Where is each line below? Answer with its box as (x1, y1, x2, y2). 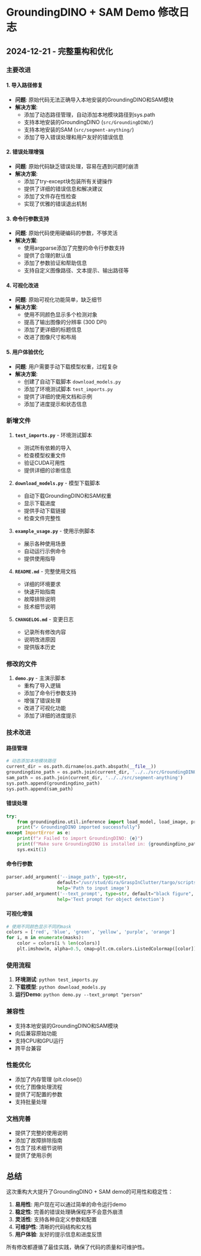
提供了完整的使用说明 (14, 1130, 68, 1137)
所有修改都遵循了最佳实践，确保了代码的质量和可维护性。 (6, 1243, 148, 1251)
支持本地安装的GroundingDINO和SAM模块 (14, 1022, 118, 1029)
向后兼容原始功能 (14, 1030, 57, 1037)
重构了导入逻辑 (23, 682, 61, 689)
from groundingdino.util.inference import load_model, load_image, (17, 819, 188, 825)
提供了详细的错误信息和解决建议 (23, 185, 103, 192)
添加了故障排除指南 (14, 1137, 63, 1144)
